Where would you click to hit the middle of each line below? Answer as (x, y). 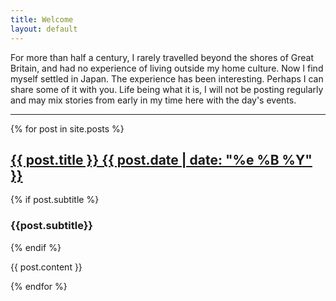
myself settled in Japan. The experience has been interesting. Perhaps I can (167, 78)
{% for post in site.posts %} (67, 128)
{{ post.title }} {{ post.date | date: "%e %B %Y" (161, 159)
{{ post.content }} (46, 267)
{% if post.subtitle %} (55, 200)
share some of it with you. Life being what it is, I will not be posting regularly (167, 89)
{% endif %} (36, 247)
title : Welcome (42, 19)
